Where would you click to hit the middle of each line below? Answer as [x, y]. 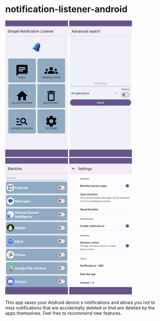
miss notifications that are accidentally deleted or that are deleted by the [80, 307]
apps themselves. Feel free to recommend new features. [63, 313]
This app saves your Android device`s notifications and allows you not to [80, 302]
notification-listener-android [66, 9]
